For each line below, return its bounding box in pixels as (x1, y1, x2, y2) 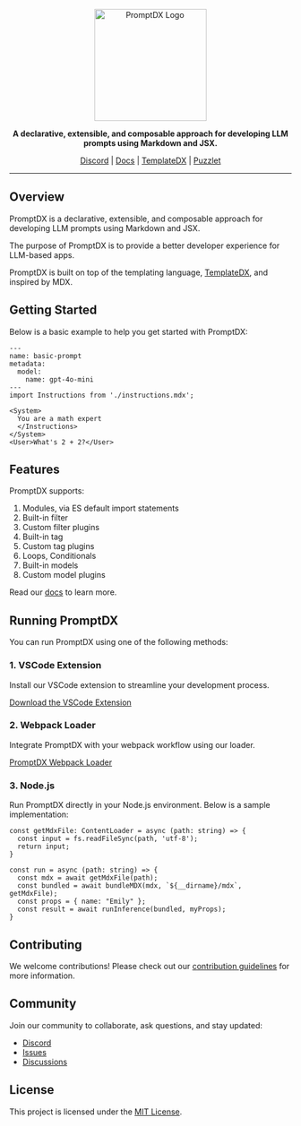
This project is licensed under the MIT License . (9, 1106, 183, 1117)
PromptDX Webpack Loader (9, 757, 113, 768)
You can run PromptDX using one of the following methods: (9, 637, 228, 648)
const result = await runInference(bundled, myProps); (17, 905, 227, 914)
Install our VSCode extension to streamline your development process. (9, 679, 271, 690)
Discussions (21, 1056, 68, 1067)
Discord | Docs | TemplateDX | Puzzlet (80, 155, 221, 166)
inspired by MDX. (9, 276, 73, 287)
